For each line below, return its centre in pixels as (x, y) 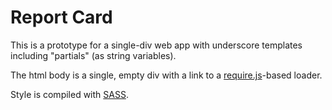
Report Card (61, 17)
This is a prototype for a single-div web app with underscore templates (156, 45)
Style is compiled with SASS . (69, 94)
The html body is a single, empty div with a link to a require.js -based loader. (166, 75)
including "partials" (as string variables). (93, 55)
